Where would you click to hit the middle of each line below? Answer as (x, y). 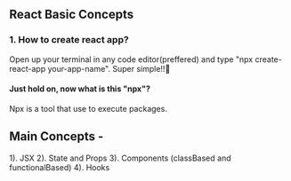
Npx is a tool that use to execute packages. (88, 108)
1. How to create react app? (69, 40)
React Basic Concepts (72, 15)
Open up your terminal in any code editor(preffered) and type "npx (131, 59)
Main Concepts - (57, 137)
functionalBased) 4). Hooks (60, 167)
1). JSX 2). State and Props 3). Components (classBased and (120, 158)
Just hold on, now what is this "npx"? (80, 89)
